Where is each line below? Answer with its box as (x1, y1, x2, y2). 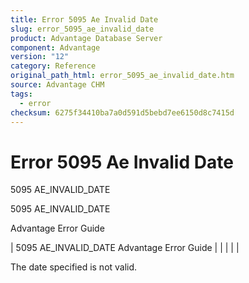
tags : (10, 89, 33, 99)
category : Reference (10, 61, 97, 71)
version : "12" (10, 52, 70, 62)
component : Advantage (10, 42, 101, 53)
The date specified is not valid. (10, 261, 138, 273)
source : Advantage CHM (10, 80, 105, 90)
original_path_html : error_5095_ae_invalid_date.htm (10, 71, 235, 81)
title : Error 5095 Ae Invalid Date (10, 14, 159, 25)
